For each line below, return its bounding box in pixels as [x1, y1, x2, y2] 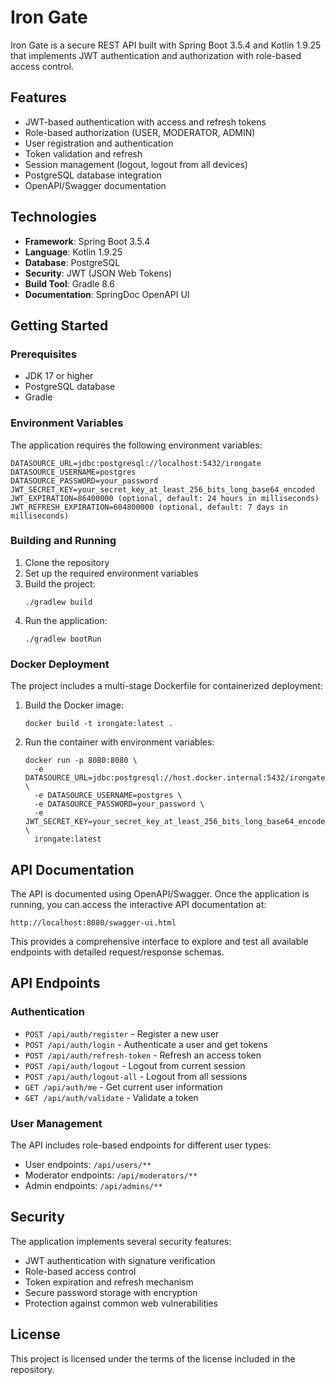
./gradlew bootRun [24, 634, 102, 644]
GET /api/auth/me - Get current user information [24, 1081, 223, 1093]
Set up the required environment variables [24, 567, 199, 579]
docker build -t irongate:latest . [24, 719, 174, 729]
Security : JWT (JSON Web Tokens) [24, 267, 173, 279]
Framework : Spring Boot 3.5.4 [24, 235, 151, 247]
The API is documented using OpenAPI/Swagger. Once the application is [10, 887, 310, 900]
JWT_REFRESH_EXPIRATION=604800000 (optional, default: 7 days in [10, 502, 288, 512]
